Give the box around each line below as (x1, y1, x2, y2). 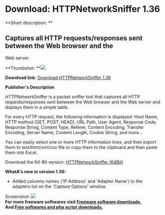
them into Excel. (5, 149, 38, 155)
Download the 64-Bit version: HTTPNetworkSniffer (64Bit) (5, 159, 124, 165)
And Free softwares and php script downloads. (5, 204, 103, 210)
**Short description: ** (5, 20, 53, 26)
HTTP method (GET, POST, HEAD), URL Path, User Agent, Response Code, (5, 119, 157, 125)
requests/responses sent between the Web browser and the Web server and (5, 99, 161, 105)
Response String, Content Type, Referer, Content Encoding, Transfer (5, 124, 144, 130)
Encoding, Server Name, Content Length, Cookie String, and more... (5, 129, 143, 135)
